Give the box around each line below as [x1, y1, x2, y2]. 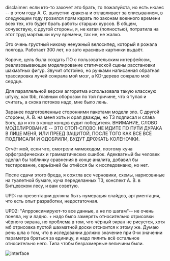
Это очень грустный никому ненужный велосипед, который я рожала [5, 41, 157, 47]
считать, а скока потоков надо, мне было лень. [5, 99, 108, 105]
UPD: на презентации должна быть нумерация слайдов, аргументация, [5, 193, 161, 198]
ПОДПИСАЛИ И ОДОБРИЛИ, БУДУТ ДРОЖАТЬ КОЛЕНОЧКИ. [5, 136, 140, 142]
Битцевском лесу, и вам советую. [5, 183, 79, 189]
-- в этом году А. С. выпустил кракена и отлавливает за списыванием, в [5, 10, 163, 16]
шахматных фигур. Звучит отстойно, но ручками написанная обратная [5, 67, 160, 73]
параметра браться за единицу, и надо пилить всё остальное [5, 235, 140, 241]
